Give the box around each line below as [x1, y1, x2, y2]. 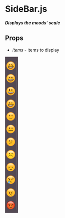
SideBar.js [5, 3, 47, 15]
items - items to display [12, 47, 60, 53]
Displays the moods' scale [5, 20, 60, 25]
